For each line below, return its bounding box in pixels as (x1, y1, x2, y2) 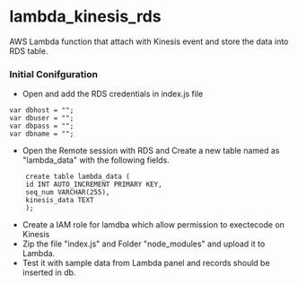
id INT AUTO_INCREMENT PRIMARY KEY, (25, 180, 163, 190)
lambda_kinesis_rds (9, 6, 162, 27)
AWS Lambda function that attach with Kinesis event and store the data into (9, 36, 289, 47)
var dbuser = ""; (9, 114, 74, 123)
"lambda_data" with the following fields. (22, 155, 171, 165)
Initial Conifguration (9, 67, 99, 80)
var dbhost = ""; (9, 106, 74, 115)
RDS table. (9, 45, 48, 56)
